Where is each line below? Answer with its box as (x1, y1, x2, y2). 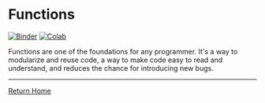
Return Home (8, 86, 51, 95)
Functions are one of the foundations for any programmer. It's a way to (8, 46, 238, 56)
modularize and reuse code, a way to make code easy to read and (8, 55, 223, 64)
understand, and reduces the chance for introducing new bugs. (8, 63, 215, 72)
